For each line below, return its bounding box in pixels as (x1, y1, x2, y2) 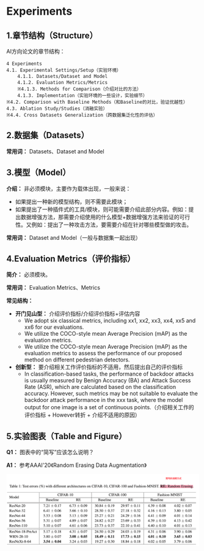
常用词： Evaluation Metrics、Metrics (6, 284, 101, 291)
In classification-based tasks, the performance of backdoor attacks (24, 370, 194, 378)
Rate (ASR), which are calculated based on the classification (24, 383, 176, 391)
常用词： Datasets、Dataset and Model (6, 147, 105, 155)
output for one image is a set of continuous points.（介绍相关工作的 (24, 404, 194, 411)
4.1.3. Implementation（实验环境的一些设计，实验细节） (17, 93, 148, 99)
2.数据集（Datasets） (6, 130, 90, 141)
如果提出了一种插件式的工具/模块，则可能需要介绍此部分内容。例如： (15, 206, 189, 213)
